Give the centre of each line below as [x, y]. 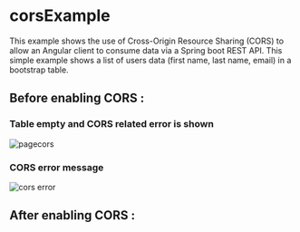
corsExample [60, 16]
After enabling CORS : [73, 215]
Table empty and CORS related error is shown [112, 124]
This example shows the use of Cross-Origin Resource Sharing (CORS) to [146, 41]
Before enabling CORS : [77, 98]
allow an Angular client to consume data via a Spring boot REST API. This [146, 50]
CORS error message [57, 167]
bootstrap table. [39, 70]
